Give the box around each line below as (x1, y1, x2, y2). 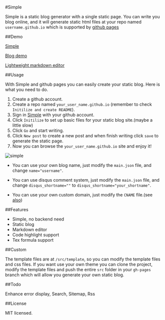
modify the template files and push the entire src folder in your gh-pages (5, 267, 151, 272)
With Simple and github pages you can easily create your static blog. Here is (5, 81, 160, 87)
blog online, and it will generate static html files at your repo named (5, 19, 142, 25)
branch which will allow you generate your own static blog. (5, 272, 125, 278)
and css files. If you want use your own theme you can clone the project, (5, 261, 153, 267)
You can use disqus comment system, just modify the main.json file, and (12, 177, 160, 183)
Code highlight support (12, 232, 60, 238)
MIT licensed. (5, 310, 33, 316)
